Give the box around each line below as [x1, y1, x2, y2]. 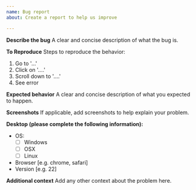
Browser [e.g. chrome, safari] [14, 159, 89, 166]
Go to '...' [14, 60, 37, 67]
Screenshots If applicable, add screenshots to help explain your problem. [6, 109, 189, 116]
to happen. [6, 97, 33, 104]
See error [14, 79, 39, 86]
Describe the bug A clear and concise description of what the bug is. [6, 36, 179, 43]
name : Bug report [6, 8, 50, 15]
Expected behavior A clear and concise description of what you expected [6, 90, 191, 98]
